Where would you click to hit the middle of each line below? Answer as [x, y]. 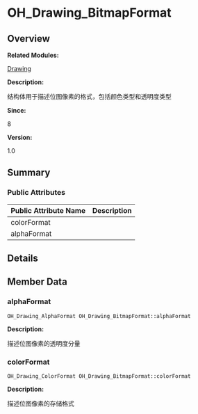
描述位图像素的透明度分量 [44, 343]
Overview [29, 39]
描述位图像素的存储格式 [41, 404]
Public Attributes [36, 193]
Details [23, 258]
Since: [17, 110]
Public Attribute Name [48, 210]
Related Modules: [33, 55]
